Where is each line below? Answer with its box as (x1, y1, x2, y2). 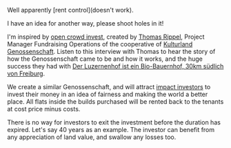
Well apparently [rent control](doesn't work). (7, 6, 134, 14)
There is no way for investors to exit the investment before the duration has (7, 118, 221, 127)
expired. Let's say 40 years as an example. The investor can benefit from (7, 126, 215, 133)
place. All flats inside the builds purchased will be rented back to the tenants (7, 98, 224, 106)
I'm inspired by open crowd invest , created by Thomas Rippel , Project (7, 33, 205, 41)
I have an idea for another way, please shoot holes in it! (7, 19, 164, 27)
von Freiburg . (7, 69, 46, 77)
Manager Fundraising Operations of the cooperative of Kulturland (7, 40, 193, 48)
